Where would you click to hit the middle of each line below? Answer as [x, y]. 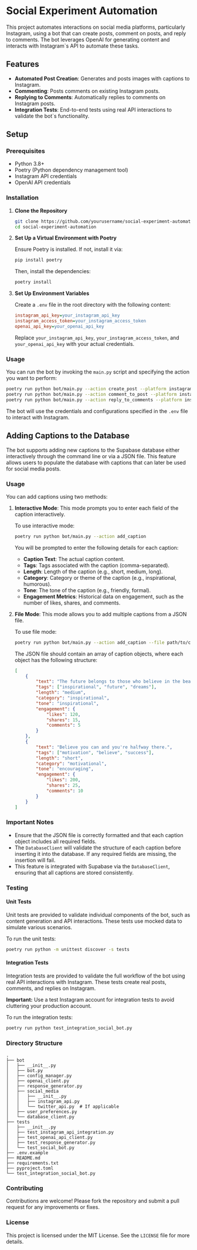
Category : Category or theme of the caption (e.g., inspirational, [100, 577]
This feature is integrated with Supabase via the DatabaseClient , [92, 866]
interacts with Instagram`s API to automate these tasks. [73, 46]
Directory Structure [34, 1043]
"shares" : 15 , [63, 720]
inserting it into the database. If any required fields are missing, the [96, 854]
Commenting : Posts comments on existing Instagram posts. [87, 91]
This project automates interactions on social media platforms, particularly [96, 27]
